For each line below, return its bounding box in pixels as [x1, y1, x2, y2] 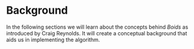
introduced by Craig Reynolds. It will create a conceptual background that [6, 29, 187, 36]
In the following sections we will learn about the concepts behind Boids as [6, 23, 189, 30]
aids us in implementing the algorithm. [6, 36, 100, 43]
